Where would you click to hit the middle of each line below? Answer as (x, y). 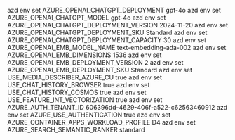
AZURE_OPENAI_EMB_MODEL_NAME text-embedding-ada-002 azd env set (117, 47)
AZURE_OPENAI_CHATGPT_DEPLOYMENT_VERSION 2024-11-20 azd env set (117, 25)
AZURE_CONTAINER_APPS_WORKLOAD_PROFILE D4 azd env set (101, 122)
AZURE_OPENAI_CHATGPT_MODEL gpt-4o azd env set (87, 18)
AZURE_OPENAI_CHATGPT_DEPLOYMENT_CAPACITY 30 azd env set (107, 40)
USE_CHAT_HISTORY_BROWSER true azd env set (79, 85)
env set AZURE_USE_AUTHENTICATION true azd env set (89, 115)
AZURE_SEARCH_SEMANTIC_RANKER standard (76, 130)
